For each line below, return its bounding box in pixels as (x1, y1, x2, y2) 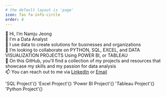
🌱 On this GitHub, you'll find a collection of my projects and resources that (5, 58, 161, 64)
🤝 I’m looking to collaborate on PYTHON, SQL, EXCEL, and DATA (5, 47, 140, 53)
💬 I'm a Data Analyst (5, 36, 48, 42)
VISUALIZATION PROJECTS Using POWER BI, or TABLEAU (5, 52, 128, 58)
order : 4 (5, 17, 24, 22)
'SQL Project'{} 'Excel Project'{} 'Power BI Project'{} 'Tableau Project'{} (5, 81, 155, 87)
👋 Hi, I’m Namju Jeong (5, 31, 52, 37)
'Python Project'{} (5, 86, 43, 92)
